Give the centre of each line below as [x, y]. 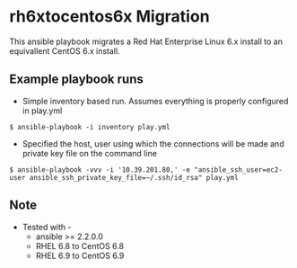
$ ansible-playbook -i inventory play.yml [90, 127]
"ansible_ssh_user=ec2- [238, 170]
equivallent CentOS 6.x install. [65, 50]
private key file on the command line [89, 153]
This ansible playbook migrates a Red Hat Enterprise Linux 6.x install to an [146, 41]
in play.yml [42, 111]
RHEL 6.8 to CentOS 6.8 [80, 246]
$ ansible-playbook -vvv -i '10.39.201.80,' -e [100, 170]
